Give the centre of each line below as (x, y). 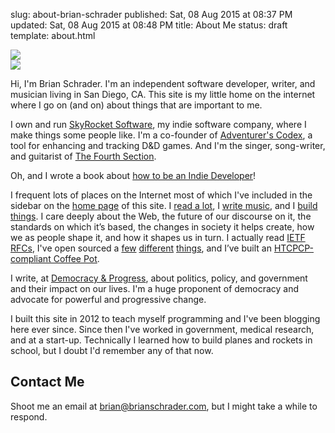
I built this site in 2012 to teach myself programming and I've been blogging (165, 318)
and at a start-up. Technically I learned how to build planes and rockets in (161, 340)
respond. (29, 416)
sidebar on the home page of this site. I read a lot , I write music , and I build (164, 205)
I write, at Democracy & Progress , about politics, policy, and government (159, 278)
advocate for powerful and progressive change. (108, 299)
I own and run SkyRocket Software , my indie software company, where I (158, 124)
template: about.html (53, 35)
